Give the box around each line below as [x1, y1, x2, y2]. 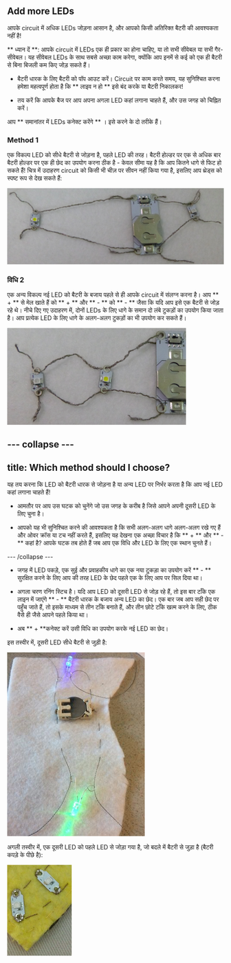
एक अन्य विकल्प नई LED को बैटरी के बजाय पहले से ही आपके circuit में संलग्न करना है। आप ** [7, 290, 219, 299]
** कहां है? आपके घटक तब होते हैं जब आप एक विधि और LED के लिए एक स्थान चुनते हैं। [16, 538, 212, 547]
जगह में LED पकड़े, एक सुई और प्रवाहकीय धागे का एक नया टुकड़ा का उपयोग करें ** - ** [16, 566, 212, 574]
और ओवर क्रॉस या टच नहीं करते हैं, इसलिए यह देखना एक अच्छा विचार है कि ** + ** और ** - [16, 531, 224, 539]
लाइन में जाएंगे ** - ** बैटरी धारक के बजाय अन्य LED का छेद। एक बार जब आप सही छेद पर [16, 595, 219, 603]
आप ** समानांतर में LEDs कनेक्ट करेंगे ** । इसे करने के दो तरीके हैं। [7, 117, 162, 126]
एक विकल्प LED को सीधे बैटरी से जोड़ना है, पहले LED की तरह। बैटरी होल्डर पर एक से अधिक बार [7, 151, 221, 159]
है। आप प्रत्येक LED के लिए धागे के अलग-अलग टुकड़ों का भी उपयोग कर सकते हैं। [7, 314, 187, 322]
